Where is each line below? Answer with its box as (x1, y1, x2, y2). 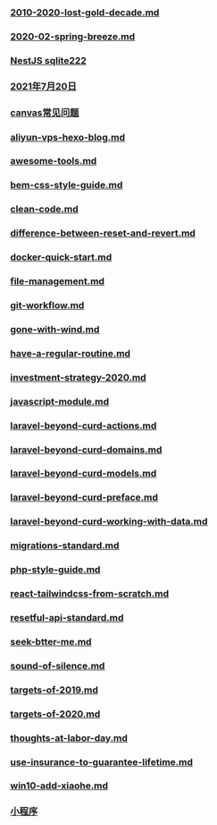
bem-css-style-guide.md (10, 179, 123, 192)
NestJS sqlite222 (10, 54, 88, 66)
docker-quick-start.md (10, 251, 113, 263)
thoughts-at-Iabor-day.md (10, 732, 129, 744)
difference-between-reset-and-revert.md (10, 227, 196, 239)
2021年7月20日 (10, 80, 77, 92)
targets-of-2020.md (10, 708, 101, 720)
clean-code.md (10, 203, 79, 216)
